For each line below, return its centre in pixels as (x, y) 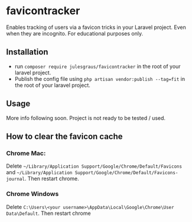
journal (16, 179)
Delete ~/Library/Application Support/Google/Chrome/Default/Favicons (94, 166)
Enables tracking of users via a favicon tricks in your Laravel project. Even (96, 27)
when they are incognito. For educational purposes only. (75, 33)
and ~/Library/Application (39, 172)
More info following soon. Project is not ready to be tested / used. (86, 118)
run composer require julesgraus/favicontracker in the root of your (98, 66)
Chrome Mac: (26, 153)
